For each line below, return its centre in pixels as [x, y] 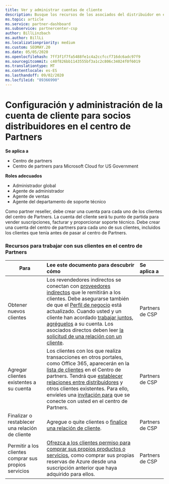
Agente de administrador [38, 191]
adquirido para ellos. [71, 474]
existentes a [22, 382]
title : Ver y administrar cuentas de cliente [54, 10]
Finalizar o [20, 416]
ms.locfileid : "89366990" [32, 80]
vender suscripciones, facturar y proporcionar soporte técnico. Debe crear [82, 222]
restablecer [21, 422]
